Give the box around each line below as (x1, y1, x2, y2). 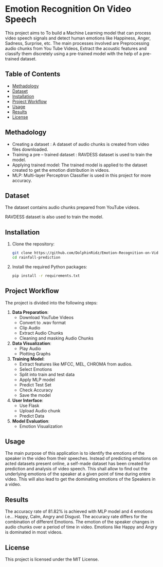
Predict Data (19, 413, 45, 419)
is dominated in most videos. (5, 529, 63, 535)
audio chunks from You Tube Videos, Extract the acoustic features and (5, 45, 147, 51)
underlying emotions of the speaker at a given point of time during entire (5, 471, 151, 477)
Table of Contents (5, 70, 61, 79)
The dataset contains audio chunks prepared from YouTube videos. (5, 204, 140, 210)
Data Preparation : (12, 309, 49, 315)
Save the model (19, 392, 51, 398)
